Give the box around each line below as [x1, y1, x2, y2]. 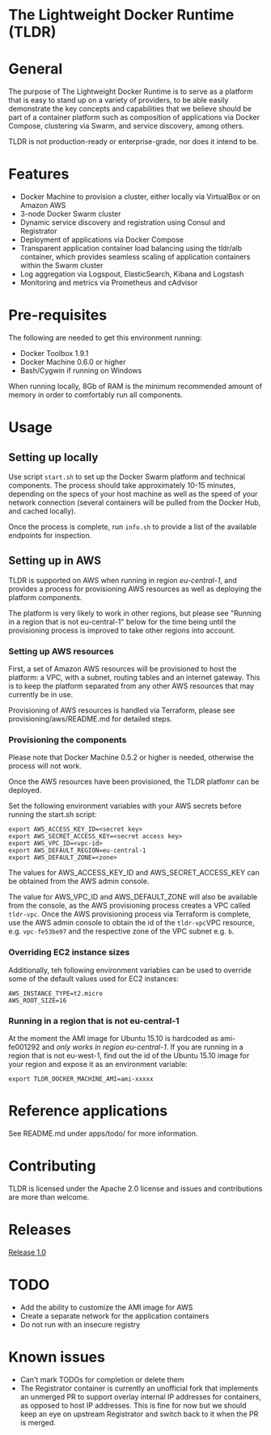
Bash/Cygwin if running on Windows [19, 366, 142, 375]
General [8, 60, 63, 78]
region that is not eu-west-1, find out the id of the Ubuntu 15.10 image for [8, 1051, 250, 1060]
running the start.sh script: [8, 810, 97, 819]
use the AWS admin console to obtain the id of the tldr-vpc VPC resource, [8, 918, 255, 928]
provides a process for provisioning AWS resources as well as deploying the [8, 584, 262, 594]
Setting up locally [8, 451, 99, 464]
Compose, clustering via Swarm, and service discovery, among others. [8, 121, 245, 131]
